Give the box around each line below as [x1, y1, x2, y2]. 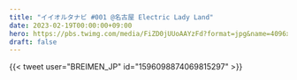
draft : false [9, 37, 57, 47]
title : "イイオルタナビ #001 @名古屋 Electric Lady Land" [9, 12, 214, 22]
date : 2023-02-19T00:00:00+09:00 [9, 21, 133, 30]
